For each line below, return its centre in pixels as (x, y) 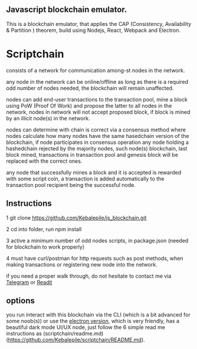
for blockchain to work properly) (45, 246)
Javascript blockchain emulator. (67, 10)
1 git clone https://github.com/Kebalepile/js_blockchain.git (76, 218)
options (21, 300)
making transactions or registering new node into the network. (82, 264)
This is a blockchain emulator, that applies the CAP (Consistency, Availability (99, 24)
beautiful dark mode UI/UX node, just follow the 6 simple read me (86, 327)
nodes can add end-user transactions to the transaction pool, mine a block (97, 99)
